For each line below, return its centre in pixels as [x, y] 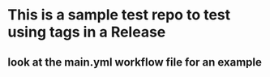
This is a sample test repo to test [119, 15]
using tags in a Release [87, 32]
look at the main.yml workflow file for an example [135, 62]
